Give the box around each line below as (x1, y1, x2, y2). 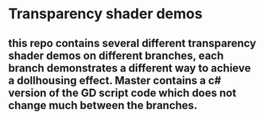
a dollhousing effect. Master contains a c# (8, 73, 222, 87)
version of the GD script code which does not (8, 86, 237, 99)
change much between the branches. (8, 99, 198, 112)
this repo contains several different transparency (8, 37, 257, 50)
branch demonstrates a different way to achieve (8, 61, 251, 75)
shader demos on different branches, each (8, 48, 224, 62)
